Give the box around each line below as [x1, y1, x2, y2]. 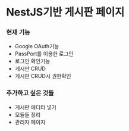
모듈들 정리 [14, 111, 41, 118]
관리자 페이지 [14, 118, 46, 126]
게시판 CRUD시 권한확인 [14, 73, 71, 80]
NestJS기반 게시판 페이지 [6, 5, 125, 19]
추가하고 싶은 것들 [6, 89, 55, 97]
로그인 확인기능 [14, 58, 51, 65]
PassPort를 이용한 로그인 [14, 50, 74, 57]
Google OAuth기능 [14, 43, 59, 50]
